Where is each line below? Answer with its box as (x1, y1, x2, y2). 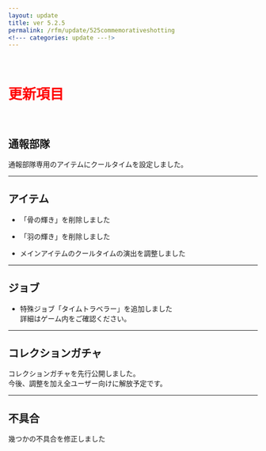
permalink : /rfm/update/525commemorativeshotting (8, 26, 176, 34)
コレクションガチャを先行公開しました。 (8, 369, 140, 378)
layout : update (8, 11, 59, 20)
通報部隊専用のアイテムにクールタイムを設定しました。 (8, 160, 188, 169)
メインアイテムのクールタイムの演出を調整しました (19, 248, 186, 258)
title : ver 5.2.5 (8, 19, 66, 27)
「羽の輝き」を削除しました (19, 231, 111, 241)
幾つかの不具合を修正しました (8, 434, 105, 444)
